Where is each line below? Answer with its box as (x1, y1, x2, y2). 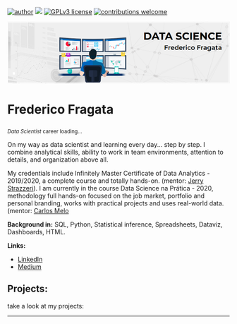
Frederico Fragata (7, 102, 114, 118)
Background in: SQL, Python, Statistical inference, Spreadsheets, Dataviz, (7, 220, 223, 229)
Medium (17, 262, 42, 271)
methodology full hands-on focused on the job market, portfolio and (7, 191, 205, 200)
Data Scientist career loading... (7, 128, 83, 135)
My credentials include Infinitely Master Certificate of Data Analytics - (7, 169, 210, 177)
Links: (7, 241, 26, 250)
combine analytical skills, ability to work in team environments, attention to (7, 148, 224, 156)
